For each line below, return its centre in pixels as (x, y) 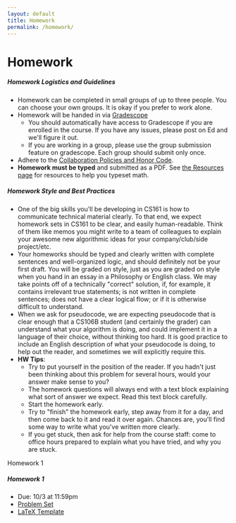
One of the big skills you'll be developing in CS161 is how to (104, 208)
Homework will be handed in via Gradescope (82, 114)
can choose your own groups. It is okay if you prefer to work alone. (115, 107)
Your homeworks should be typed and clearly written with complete (116, 254)
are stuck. (43, 449)
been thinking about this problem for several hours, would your (119, 374)
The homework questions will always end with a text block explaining (128, 389)
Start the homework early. (66, 404)
